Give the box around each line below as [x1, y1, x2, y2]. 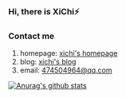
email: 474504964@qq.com [19, 65, 112, 75]
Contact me [8, 30, 55, 41]
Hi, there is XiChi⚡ [8, 6, 80, 17]
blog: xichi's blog [19, 57, 77, 67]
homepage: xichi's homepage [19, 49, 118, 58]
